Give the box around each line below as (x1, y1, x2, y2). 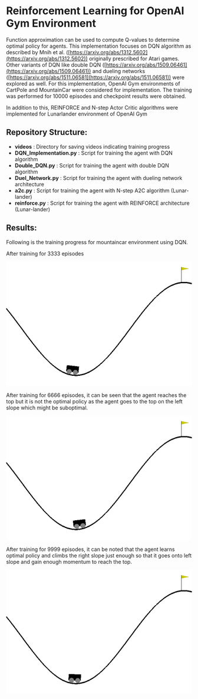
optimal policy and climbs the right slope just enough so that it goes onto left (6, 552, 192, 559)
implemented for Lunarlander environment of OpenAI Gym (6, 110, 147, 117)
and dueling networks (92, 67, 146, 74)
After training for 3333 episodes (6, 250, 84, 257)
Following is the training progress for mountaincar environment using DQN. (6, 238, 189, 245)
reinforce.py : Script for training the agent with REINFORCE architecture (14, 199, 190, 206)
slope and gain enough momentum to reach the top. (6, 558, 133, 565)
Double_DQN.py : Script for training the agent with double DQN (14, 162, 170, 169)
